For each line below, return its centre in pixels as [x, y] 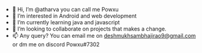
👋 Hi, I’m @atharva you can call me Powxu [65, 9]
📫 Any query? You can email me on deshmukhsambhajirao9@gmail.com [104, 36]
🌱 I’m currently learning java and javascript [66, 22]
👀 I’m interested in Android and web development [74, 16]
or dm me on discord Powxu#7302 [56, 44]
